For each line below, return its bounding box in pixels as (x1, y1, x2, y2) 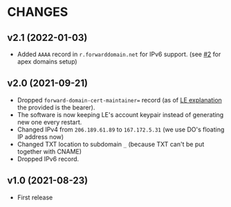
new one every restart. (17, 118, 82, 126)
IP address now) (17, 132, 64, 141)
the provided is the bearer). (17, 103, 95, 111)
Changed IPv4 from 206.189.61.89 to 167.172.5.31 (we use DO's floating (17, 125, 225, 134)
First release (17, 193, 53, 201)
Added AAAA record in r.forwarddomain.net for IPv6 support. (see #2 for (17, 50, 221, 58)
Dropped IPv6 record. (17, 154, 80, 163)
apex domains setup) (17, 57, 77, 66)
